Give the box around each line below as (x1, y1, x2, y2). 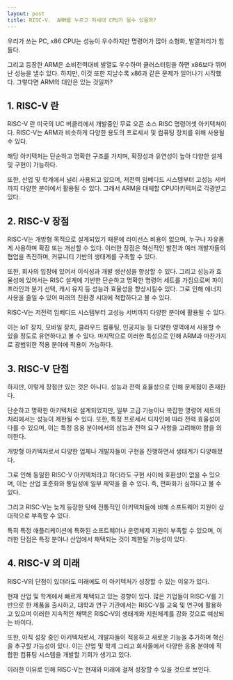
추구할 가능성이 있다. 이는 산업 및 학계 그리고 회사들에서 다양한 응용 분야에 (14, 642, 215, 650)
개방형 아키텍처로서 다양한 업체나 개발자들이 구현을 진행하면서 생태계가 (7, 447, 199, 455)
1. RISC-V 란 (7, 100, 59, 111)
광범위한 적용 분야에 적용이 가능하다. (14, 341, 113, 349)
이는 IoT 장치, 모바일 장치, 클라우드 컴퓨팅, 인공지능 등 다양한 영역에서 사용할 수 (7, 323, 221, 332)
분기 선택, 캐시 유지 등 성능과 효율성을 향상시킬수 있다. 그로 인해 (31, 285, 204, 293)
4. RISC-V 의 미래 (7, 557, 80, 569)
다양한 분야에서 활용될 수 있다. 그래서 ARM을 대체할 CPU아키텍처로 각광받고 (19, 184, 227, 192)
